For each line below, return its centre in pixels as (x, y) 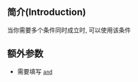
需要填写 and (35, 71)
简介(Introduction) (47, 12)
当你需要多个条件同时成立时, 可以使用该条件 (69, 30)
